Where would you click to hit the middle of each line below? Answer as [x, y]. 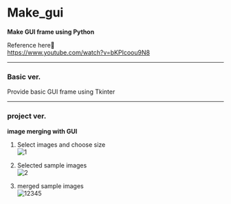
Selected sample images [52, 165]
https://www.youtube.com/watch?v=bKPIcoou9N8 [78, 52]
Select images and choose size [61, 144]
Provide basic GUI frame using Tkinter [61, 92]
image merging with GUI [42, 131]
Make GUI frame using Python [51, 32]
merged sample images [50, 186]
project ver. [27, 116]
